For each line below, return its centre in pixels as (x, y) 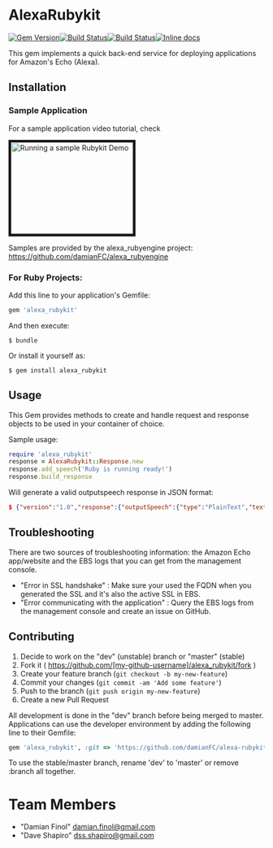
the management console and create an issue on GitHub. (115, 611)
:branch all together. (42, 772)
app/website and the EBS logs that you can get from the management (125, 561)
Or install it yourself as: (47, 355)
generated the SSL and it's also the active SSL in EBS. (110, 594)
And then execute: (39, 325)
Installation (37, 87)
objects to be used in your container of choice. (87, 424)
